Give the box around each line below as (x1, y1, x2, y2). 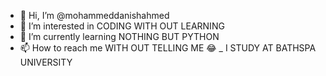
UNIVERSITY (19, 56, 73, 68)
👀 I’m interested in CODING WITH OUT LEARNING (19, 20, 225, 32)
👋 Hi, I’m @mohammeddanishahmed (19, 10, 170, 21)
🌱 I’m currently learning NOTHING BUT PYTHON (19, 31, 220, 42)
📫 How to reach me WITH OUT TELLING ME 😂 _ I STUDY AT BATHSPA (19, 42, 317, 54)
